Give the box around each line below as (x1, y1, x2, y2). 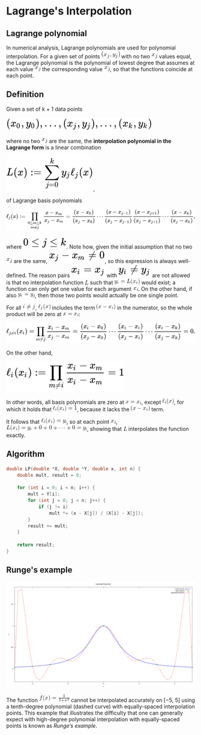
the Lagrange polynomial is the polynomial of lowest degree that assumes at (6, 59, 195, 66)
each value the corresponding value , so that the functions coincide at (6, 66, 193, 73)
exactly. (6, 432, 26, 439)
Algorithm (6, 449, 45, 459)
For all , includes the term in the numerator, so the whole (6, 304, 193, 311)
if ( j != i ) (38, 504, 68, 510)
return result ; (17, 542, 55, 548)
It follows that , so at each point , (6, 418, 118, 425)
